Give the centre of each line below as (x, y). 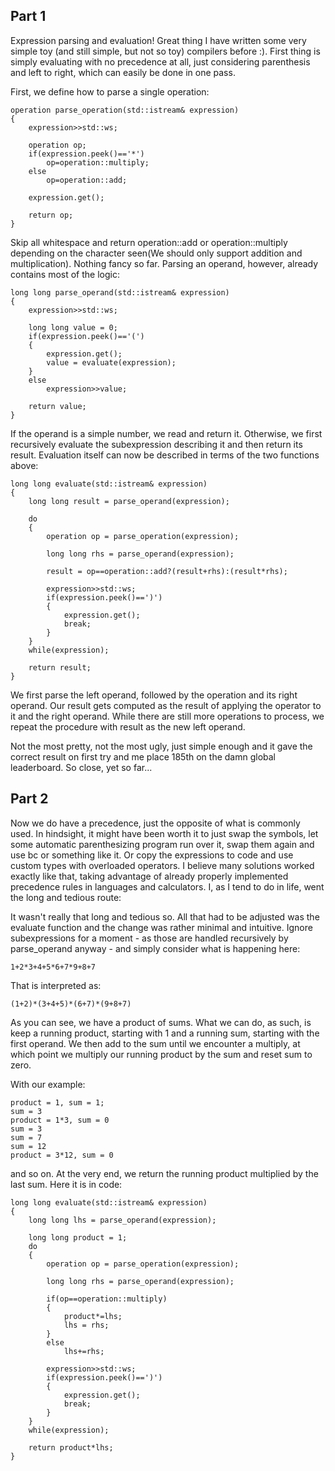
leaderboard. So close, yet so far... (81, 767)
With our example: (48, 1084)
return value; (57, 406)
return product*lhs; (71, 1447)
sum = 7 (26, 1137)
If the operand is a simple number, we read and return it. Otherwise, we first (166, 433)
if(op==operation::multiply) (107, 1299)
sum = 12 (28, 1146)
